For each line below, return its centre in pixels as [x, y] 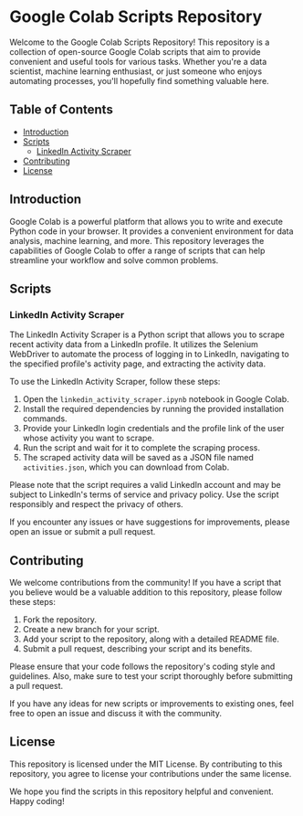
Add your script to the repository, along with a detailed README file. [151, 639]
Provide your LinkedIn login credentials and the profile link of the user [153, 429]
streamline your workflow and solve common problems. [114, 260]
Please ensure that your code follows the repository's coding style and [142, 667]
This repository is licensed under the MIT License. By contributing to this [146, 764]
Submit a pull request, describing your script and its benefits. [137, 649]
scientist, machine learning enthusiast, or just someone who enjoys [136, 71]
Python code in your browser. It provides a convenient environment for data [151, 231]
